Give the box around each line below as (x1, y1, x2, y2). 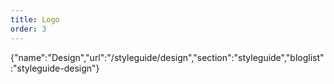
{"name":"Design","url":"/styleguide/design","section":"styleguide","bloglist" (10, 51, 325, 63)
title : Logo (10, 14, 60, 25)
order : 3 (10, 24, 47, 34)
